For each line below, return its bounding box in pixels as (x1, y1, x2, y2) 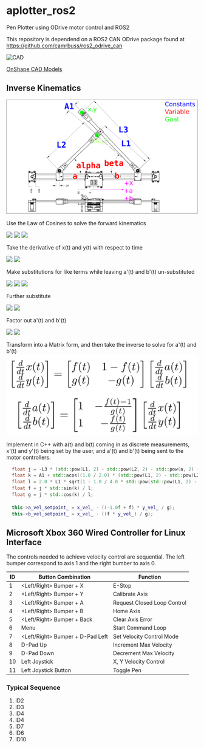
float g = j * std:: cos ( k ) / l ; (12, 492, 94, 498)
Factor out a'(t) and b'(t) (6, 317, 67, 324)
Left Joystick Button (21, 666, 72, 674)
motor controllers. (6, 454, 52, 461)
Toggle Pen (113, 666, 141, 674)
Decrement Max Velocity (113, 650, 175, 657)
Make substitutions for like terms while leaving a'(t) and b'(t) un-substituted (6, 268, 195, 276)
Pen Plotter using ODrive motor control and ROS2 (6, 24, 130, 31)
